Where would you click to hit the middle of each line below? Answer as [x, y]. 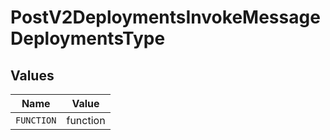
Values [32, 75]
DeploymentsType [88, 38]
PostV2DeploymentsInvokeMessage [165, 17]
